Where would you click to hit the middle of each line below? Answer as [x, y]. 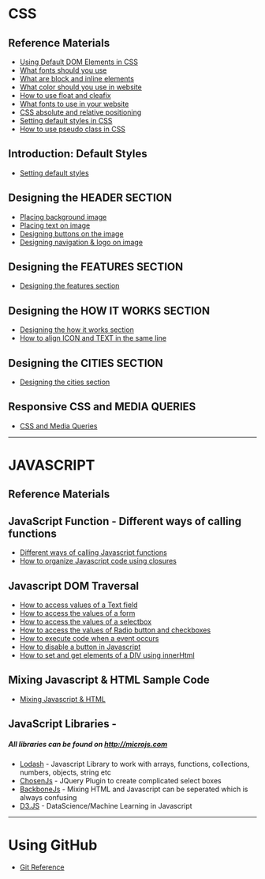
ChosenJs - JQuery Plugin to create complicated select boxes [121, 781]
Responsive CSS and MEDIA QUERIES [102, 407]
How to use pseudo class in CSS [73, 129]
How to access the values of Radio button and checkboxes [115, 630]
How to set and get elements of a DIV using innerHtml [107, 655]
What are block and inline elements [77, 79]
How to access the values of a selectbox [86, 622]
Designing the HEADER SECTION [90, 198]
